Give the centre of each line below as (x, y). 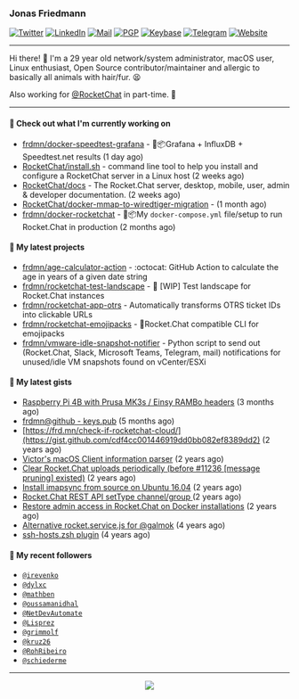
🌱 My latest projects (47, 247)
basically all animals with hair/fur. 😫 (75, 78)
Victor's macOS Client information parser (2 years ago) (123, 458)
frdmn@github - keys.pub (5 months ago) (98, 421)
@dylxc (34, 585)
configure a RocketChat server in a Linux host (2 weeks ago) (133, 176)
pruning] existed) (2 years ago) (79, 477)
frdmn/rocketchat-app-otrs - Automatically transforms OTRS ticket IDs (151, 305)
